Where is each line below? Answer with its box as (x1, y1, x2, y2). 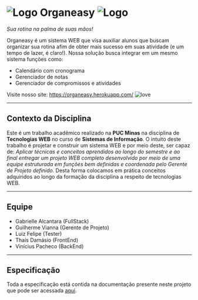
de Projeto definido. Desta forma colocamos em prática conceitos (6, 167, 166, 174)
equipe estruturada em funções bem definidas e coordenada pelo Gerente (6, 160, 187, 167)
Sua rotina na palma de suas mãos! (6, 25, 93, 32)
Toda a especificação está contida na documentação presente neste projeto (6, 281, 192, 288)
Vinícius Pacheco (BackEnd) (15, 242, 84, 250)
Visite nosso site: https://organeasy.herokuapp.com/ (6, 91, 134, 98)
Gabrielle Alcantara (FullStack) (15, 217, 89, 225)
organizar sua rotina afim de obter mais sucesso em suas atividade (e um (6, 43, 184, 50)
